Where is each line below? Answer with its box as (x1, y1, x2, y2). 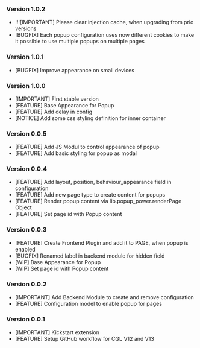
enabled (14, 245, 36, 253)
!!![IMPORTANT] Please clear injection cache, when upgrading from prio (14, 19, 194, 26)
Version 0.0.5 (6, 129, 47, 138)
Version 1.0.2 (6, 5, 46, 13)
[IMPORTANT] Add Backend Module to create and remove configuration (14, 294, 194, 301)
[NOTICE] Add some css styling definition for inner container (14, 114, 166, 122)
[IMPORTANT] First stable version (14, 95, 99, 103)
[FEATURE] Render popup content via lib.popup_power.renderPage (14, 198, 182, 205)
